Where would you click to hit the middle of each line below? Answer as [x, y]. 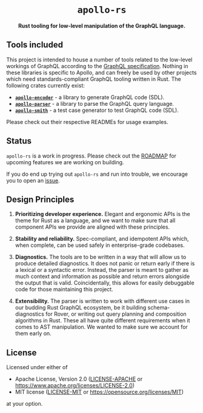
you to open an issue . [33, 180]
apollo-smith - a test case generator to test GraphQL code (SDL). [97, 110]
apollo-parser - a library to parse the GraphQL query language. [95, 103]
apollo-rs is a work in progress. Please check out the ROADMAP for [92, 156]
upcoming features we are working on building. [65, 162]
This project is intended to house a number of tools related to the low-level [99, 60]
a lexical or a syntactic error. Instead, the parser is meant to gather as [102, 270]
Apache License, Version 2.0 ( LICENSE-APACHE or [79, 379]
